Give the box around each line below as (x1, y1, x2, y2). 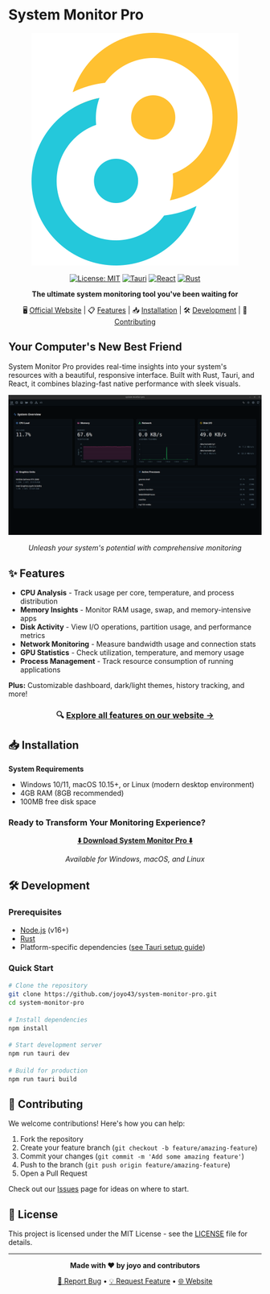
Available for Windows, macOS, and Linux (65, 854, 205, 864)
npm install (8, 1024, 48, 1032)
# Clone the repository (8, 981, 88, 990)
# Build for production (8, 1066, 88, 1075)
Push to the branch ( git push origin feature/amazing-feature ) (19, 1160, 231, 1170)
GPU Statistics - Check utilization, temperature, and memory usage (19, 648, 245, 657)
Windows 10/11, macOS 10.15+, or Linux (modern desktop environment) (19, 779, 255, 789)
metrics (19, 631, 46, 641)
